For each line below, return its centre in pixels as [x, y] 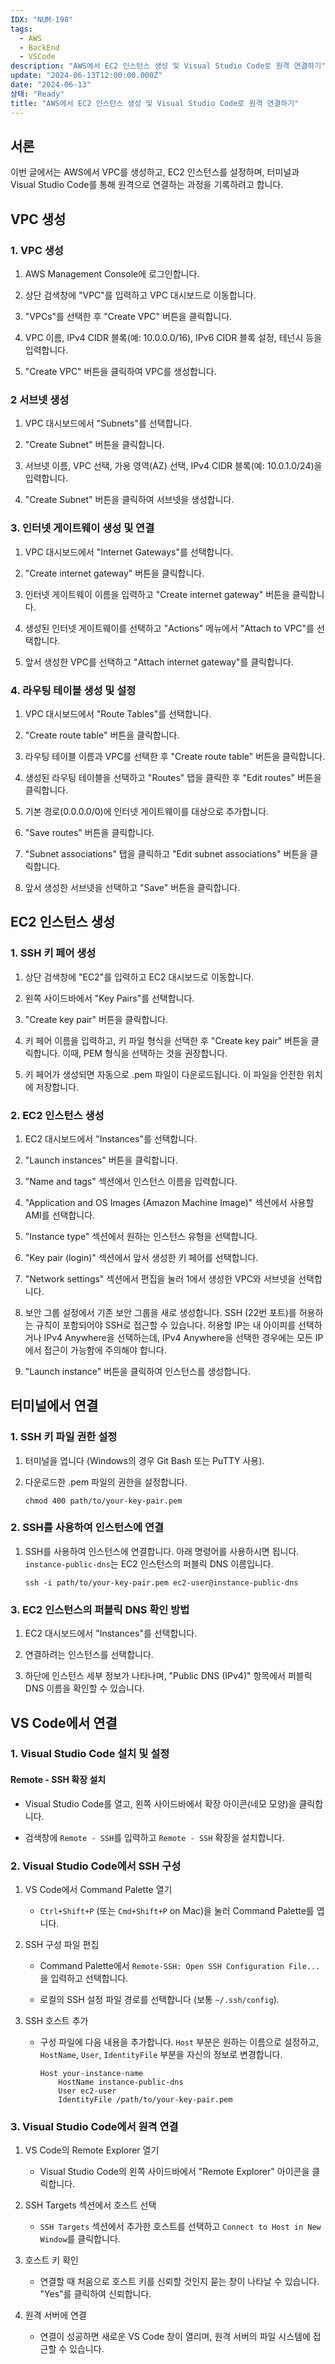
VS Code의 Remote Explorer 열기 [92, 2150]
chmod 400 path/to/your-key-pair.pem [103, 1501]
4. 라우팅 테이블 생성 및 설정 [73, 690]
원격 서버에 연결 [55, 2315]
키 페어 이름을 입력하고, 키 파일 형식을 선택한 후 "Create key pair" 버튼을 [166, 1040]
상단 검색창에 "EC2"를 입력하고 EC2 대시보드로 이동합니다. [139, 977]
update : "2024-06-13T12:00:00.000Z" [86, 76]
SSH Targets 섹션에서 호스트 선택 [90, 2205]
